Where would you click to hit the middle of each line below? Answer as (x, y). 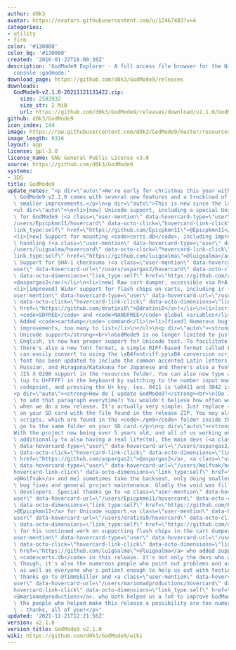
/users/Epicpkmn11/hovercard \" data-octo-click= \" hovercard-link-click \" (124, 223)
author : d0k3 (26, 14)
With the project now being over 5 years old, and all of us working (117, 433)
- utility (22, 33)
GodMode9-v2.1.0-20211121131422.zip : (69, 92)
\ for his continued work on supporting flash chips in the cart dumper (122, 531)
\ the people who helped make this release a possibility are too (113, 603)
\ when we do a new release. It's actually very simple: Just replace (119, 407)
